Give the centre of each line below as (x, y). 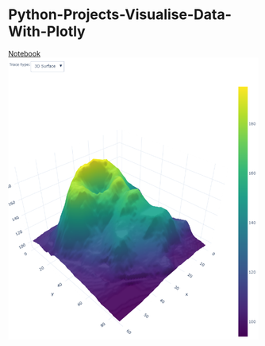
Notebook (25, 53)
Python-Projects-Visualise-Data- (120, 15)
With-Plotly (47, 31)
